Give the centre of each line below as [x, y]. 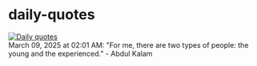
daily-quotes [52, 15]
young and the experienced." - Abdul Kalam [80, 53]
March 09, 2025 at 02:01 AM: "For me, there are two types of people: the [128, 45]
